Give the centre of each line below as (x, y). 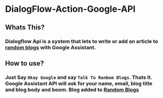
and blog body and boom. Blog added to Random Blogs (72, 90)
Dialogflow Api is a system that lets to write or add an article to (81, 41)
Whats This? (25, 27)
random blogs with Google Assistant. (51, 47)
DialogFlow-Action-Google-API (70, 9)
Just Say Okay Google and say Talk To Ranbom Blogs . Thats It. (79, 77)
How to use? (25, 63)
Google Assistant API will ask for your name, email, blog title (79, 83)
